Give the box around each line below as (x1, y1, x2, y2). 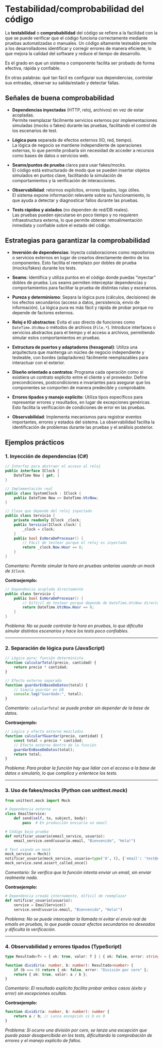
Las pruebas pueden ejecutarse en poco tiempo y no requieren (12, 212, 138, 218)
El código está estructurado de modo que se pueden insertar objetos (12, 167, 150, 173)
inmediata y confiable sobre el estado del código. (12, 222, 111, 228)
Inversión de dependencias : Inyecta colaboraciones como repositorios (12, 249, 155, 255)
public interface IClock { (5, 469, 60, 474)
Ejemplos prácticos (5, 438, 65, 446)
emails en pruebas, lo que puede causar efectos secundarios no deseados (5, 921, 155, 927)
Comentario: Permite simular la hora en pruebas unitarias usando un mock (5, 563, 155, 569)
